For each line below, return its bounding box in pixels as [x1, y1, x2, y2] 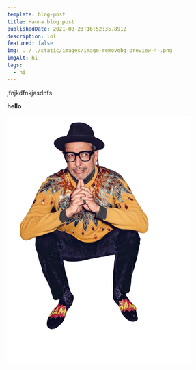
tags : [7, 62, 23, 69]
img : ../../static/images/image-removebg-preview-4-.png [7, 47, 173, 54]
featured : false [7, 40, 53, 47]
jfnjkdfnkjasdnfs [7, 88, 53, 97]
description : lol [7, 33, 57, 40]
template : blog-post [7, 11, 66, 18]
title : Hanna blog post [7, 18, 75, 25]
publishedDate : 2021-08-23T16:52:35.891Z [7, 25, 127, 32]
